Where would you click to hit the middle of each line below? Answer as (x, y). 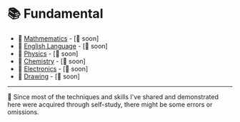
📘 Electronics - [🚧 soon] (53, 68)
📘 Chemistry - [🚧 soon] (51, 61)
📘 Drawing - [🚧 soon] (49, 76)
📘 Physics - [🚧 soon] (48, 54)
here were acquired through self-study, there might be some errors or (110, 104)
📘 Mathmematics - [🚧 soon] (58, 38)
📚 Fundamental (55, 14)
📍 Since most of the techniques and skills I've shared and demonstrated (113, 96)
